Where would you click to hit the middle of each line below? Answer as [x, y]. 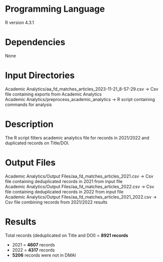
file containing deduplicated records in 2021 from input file [64, 181]
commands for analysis [29, 104]
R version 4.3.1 [20, 22]
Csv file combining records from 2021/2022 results [56, 202]
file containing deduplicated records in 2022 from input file [64, 192]
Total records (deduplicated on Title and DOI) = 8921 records [67, 235]
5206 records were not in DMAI [44, 255]
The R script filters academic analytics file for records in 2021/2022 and [77, 138]
